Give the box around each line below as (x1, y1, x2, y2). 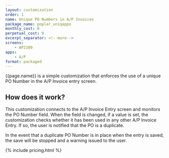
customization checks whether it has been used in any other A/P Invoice (5, 117, 156, 123)
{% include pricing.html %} (5, 147, 62, 153)
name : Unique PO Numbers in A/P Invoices (5, 17, 94, 22)
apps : (5, 49, 17, 55)
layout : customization (5, 7, 53, 13)
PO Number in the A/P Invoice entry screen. (5, 78, 97, 84)
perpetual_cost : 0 (5, 31, 44, 36)
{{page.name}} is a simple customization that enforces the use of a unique (5, 73, 161, 79)
